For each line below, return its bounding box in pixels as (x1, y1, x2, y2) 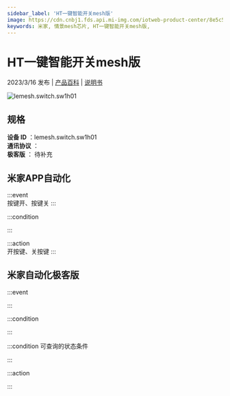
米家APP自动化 (7, 172, 71, 184)
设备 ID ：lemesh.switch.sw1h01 (7, 133, 97, 141)
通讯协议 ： (7, 142, 39, 150)
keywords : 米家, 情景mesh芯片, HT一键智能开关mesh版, (7, 23, 151, 29)
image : (7, 16, 26, 23)
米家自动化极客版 (7, 269, 79, 281)
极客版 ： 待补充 (7, 150, 53, 158)
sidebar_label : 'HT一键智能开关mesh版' (7, 10, 114, 17)
